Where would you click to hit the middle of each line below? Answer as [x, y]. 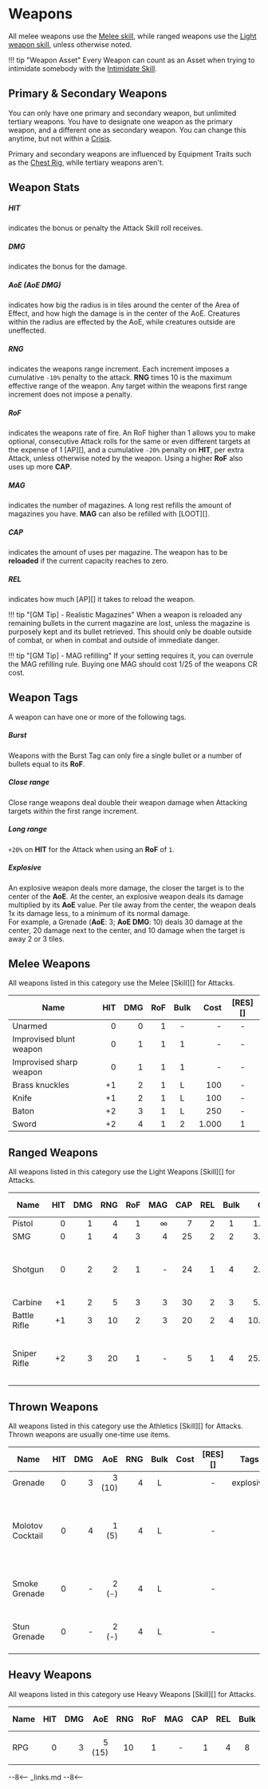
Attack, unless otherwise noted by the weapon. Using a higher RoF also [126, 458]
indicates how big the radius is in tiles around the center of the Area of [124, 305]
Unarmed [30, 1026]
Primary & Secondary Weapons [88, 94]
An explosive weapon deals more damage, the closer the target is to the [126, 887]
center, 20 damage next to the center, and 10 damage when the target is [127, 930]
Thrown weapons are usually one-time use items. [89, 1435]
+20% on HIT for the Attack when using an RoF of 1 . [91, 849]
